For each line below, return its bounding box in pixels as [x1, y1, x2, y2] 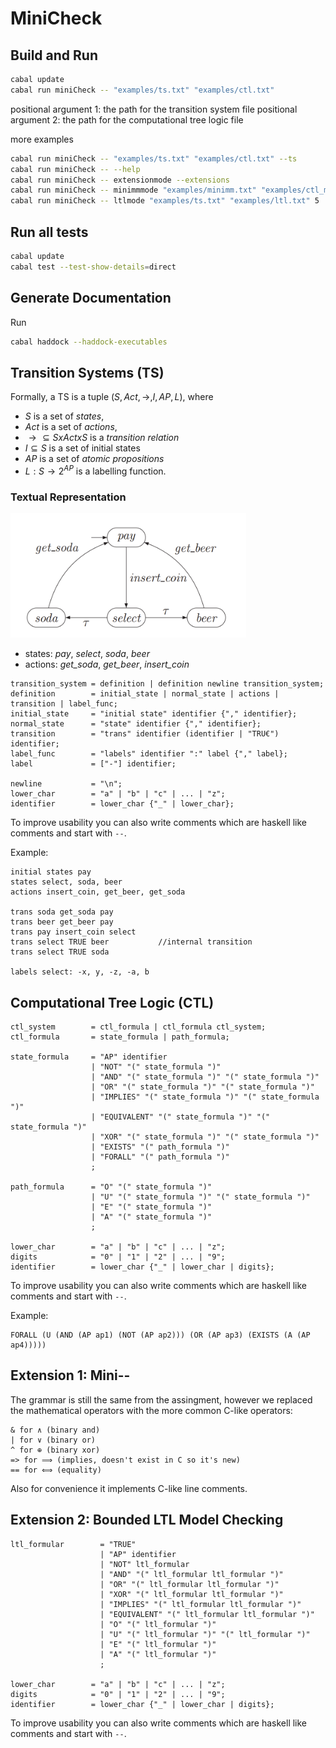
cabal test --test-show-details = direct [10, 262, 177, 272]
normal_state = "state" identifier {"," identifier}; [10, 719, 262, 729]
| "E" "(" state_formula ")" [90, 1202, 213, 1212]
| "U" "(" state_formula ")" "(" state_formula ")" [90, 1192, 311, 1202]
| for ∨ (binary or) [10, 1435, 97, 1445]
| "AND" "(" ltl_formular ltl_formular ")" [99, 1569, 284, 1579]
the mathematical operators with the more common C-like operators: [10, 1404, 293, 1416]
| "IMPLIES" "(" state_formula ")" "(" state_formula [90, 1092, 320, 1102]
